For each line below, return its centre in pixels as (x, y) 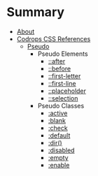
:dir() (55, 142)
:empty (58, 157)
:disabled (61, 150)
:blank (57, 120)
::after (57, 61)
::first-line (62, 83)
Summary (35, 12)
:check (58, 128)
